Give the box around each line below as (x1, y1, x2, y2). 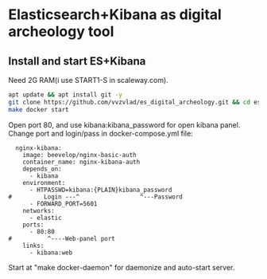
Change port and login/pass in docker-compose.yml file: (8, 128, 193, 138)
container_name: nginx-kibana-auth (22, 158, 141, 166)
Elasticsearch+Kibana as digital (8, 6, 222, 24)
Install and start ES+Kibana (8, 54, 146, 68)
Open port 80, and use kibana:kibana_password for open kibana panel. (8, 120, 241, 129)
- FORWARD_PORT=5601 (29, 199, 98, 208)
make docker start (8, 105, 69, 113)
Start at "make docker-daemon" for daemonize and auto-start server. (8, 262, 235, 272)
